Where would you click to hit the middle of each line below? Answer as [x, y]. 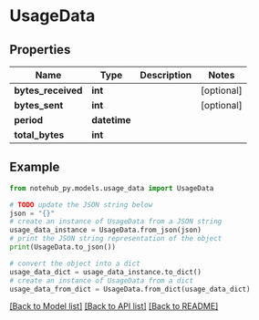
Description [166, 75]
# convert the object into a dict [75, 263]
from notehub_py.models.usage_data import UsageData [112, 188]
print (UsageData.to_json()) [63, 247]
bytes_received [48, 90]
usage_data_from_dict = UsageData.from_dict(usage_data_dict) [130, 289]
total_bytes [39, 135]
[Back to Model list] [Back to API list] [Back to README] [114, 306]
